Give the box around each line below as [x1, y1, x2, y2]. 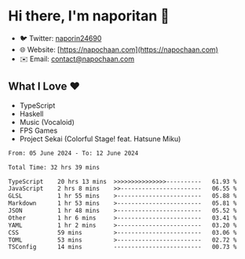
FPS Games [19, 126, 58, 135]
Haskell [19, 109, 44, 119]
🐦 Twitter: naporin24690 [19, 33, 102, 42]
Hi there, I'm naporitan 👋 [8, 7, 170, 25]
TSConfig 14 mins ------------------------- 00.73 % [8, 243, 237, 251]
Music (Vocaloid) [19, 117, 75, 126]
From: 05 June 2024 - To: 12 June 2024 [8, 149, 139, 157]
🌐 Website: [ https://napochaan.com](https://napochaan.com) [19, 45, 218, 54]
